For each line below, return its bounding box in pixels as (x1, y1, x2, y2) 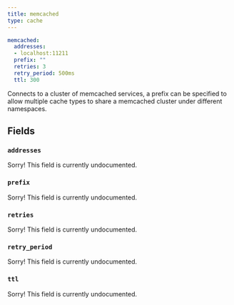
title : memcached (7, 10, 59, 18)
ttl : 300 (14, 76, 40, 83)
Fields (7, 125, 36, 138)
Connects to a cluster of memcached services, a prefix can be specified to (7, 89, 227, 98)
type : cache (7, 17, 43, 24)
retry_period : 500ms (14, 69, 75, 77)
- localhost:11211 (14, 50, 69, 57)
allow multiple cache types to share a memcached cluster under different (7, 97, 223, 105)
